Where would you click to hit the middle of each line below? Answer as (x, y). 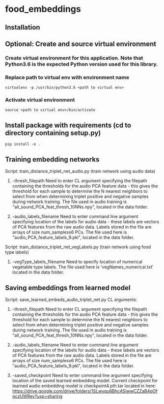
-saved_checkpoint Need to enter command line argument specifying (82, 375)
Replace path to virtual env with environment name (67, 77)
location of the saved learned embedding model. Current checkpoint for (85, 380)
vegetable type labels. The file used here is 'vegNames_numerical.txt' (83, 267)
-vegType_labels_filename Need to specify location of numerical (77, 262)
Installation (23, 27)
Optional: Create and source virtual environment (81, 44)
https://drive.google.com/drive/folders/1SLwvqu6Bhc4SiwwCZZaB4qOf (85, 391)
